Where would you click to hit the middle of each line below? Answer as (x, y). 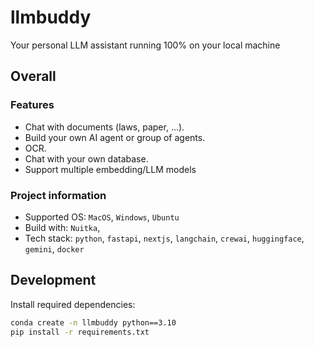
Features (32, 105)
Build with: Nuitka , (62, 227)
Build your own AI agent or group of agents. (115, 137)
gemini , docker (54, 248)
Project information (58, 195)
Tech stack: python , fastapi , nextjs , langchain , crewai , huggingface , (164, 238)
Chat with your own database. (86, 158)
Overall (33, 76)
